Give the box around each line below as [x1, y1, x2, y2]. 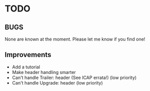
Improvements [5, 50, 51, 59]
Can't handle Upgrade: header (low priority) [12, 79, 103, 85]
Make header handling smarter [12, 69, 76, 75]
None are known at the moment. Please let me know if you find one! [5, 36, 145, 42]
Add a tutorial [12, 63, 41, 70]
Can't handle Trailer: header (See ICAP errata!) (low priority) [12, 74, 137, 80]
